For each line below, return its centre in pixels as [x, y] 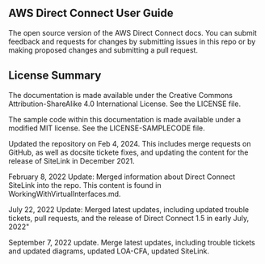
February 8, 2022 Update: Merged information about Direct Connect [122, 177]
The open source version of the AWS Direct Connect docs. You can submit [132, 32]
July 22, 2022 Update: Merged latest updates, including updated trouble [128, 209]
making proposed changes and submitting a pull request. [103, 50]
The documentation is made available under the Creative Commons [120, 95]
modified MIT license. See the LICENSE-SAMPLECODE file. [107, 128]
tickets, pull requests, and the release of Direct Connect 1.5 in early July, [128, 218]
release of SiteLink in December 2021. [72, 160]
